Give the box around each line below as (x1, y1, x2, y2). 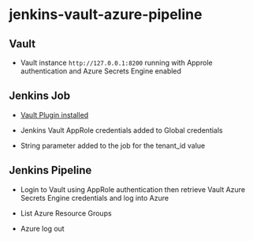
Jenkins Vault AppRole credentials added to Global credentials (20, 125, 223, 135)
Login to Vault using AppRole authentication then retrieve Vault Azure (20, 184, 246, 194)
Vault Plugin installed (20, 110, 89, 119)
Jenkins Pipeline (9, 164, 92, 177)
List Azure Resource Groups (20, 208, 113, 218)
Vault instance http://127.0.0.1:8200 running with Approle (20, 58, 213, 67)
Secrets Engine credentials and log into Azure (20, 193, 169, 202)
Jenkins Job (9, 89, 70, 103)
